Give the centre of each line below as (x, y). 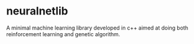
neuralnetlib (37, 11)
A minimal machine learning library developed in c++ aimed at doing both (97, 28)
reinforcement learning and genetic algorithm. (63, 34)
